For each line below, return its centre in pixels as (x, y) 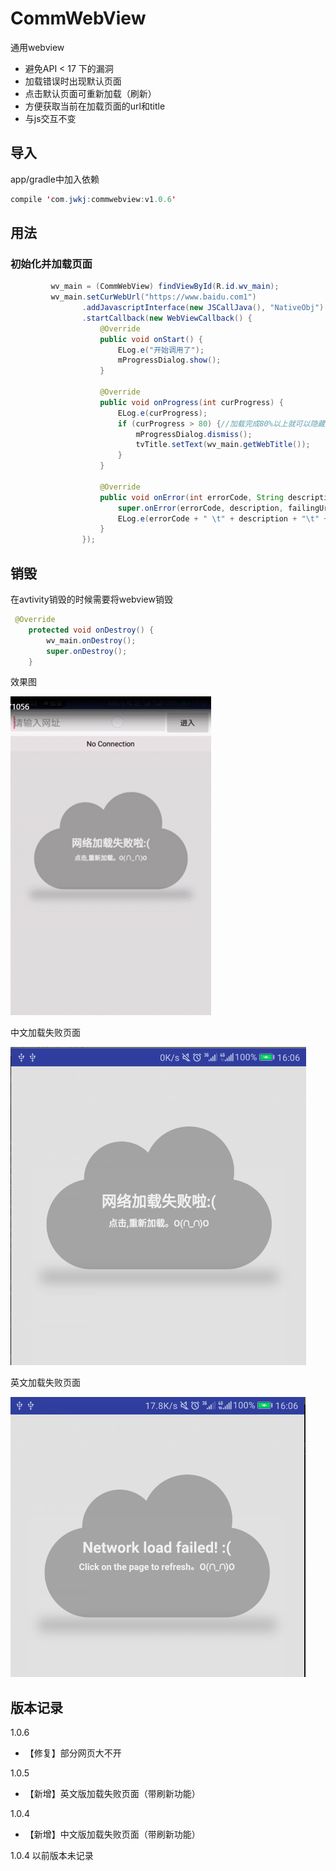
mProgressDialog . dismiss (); (194, 434)
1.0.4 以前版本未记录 (52, 1856)
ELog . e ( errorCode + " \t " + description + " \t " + (223, 518)
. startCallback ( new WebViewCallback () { (167, 318)
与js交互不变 (50, 118)
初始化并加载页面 (51, 264)
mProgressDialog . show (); (169, 360)
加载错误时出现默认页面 (73, 81)
